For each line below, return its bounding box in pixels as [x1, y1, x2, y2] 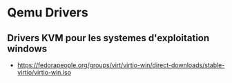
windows [7, 43, 48, 54]
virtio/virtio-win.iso [17, 69, 71, 76]
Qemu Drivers [7, 5, 88, 21]
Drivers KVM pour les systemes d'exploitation [7, 32, 210, 44]
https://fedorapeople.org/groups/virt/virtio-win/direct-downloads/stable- [17, 61, 225, 69]
